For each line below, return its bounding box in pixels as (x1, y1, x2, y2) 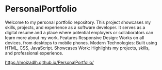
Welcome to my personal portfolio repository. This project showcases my (5, 19, 151, 25)
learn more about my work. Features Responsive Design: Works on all (5, 35, 144, 41)
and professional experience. (5, 50, 64, 56)
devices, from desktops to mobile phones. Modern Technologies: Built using (5, 40, 158, 45)
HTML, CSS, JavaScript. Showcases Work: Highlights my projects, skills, (5, 45, 150, 51)
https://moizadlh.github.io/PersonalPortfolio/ (5, 59, 94, 65)
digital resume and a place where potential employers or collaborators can (5, 29, 154, 35)
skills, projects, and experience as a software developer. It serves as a (5, 24, 146, 30)
